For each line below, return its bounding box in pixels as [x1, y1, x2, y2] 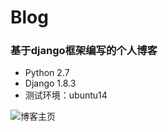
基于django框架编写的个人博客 [10, 44, 158, 58]
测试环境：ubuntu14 [24, 89, 108, 101]
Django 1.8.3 [24, 77, 77, 90]
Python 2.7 [24, 67, 70, 79]
